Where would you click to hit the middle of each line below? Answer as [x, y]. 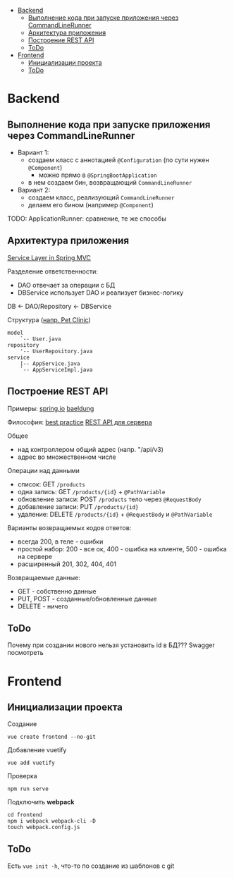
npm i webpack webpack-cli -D [52, 821]
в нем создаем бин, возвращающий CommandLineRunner [110, 182]
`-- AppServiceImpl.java [56, 369]
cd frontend [25, 815]
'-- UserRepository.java [56, 351]
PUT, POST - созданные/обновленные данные [87, 599]
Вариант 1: [33, 152]
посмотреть [25, 653]
